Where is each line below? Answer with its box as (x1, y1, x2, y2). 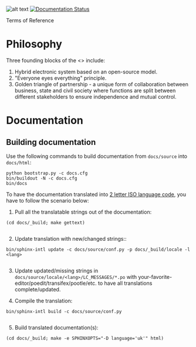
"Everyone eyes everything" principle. (14, 74, 107, 82)
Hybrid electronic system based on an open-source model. (14, 68, 158, 75)
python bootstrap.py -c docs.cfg (6, 170, 88, 176)
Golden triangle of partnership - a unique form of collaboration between (14, 80, 189, 87)
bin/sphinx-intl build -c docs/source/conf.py (6, 308, 122, 314)
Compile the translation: (14, 297, 73, 304)
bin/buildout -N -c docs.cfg (6, 175, 77, 181)
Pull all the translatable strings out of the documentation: (14, 208, 152, 215)
